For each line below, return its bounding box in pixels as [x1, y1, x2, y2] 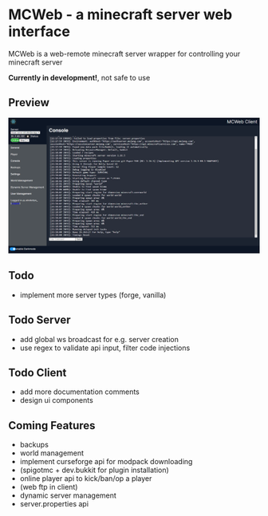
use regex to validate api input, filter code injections [19, 343, 191, 353]
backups [19, 440, 49, 450]
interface [8, 22, 70, 41]
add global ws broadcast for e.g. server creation [19, 334, 179, 344]
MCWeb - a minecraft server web [8, 6, 233, 24]
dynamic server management [19, 490, 117, 500]
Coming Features [8, 419, 96, 432]
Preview [8, 96, 50, 109]
